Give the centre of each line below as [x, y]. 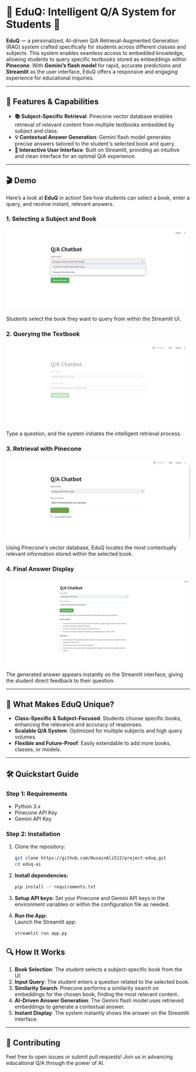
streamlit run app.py [41, 933]
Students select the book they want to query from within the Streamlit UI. [94, 319]
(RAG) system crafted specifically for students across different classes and [96, 47]
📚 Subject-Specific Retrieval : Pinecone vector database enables [94, 116]
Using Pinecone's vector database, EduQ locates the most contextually [91, 547]
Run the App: [31, 915]
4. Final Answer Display [40, 568]
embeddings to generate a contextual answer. [70, 1006]
